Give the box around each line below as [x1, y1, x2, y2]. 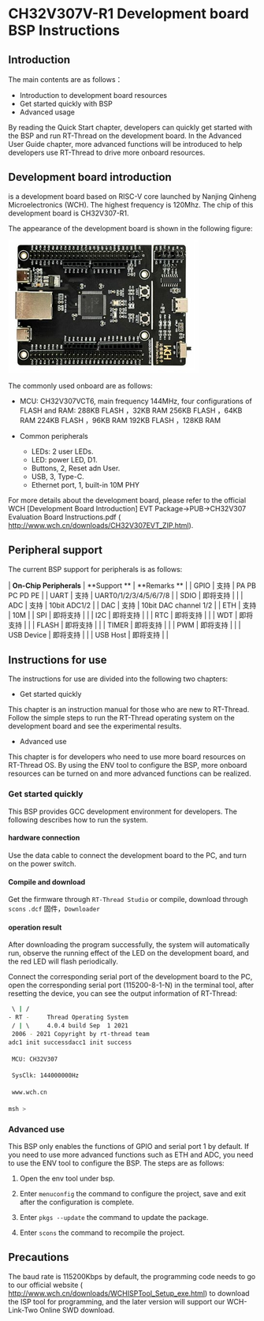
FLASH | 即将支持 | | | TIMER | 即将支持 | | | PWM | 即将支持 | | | [36, 620, 241, 630]
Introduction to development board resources [19, 91, 168, 99]
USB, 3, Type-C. [31, 471, 84, 481]
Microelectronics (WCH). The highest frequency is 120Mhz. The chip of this [8, 200, 254, 209]
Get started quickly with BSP [19, 99, 113, 108]
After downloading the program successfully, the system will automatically [8, 940, 250, 949]
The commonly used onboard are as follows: [8, 380, 153, 391]
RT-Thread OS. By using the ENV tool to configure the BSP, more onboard [8, 761, 247, 770]
